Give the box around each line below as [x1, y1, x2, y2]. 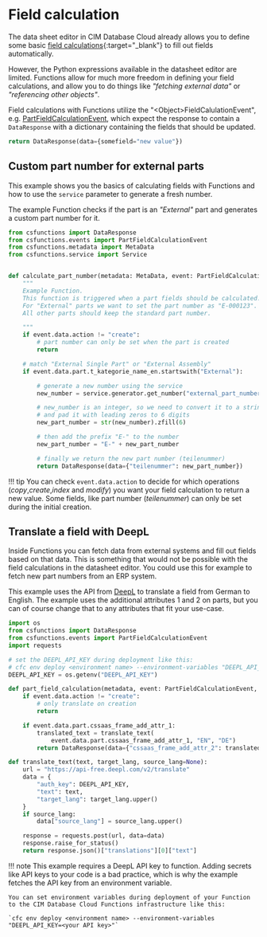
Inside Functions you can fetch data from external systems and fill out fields [8, 546, 257, 555]
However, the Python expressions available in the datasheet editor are [8, 64, 237, 73]
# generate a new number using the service [37, 382, 183, 390]
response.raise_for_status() [22, 839, 119, 848]
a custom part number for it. [8, 213, 101, 222]
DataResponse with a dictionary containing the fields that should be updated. [8, 122, 256, 131]
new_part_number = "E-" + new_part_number [37, 440, 180, 448]
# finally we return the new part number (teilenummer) [37, 454, 226, 463]
